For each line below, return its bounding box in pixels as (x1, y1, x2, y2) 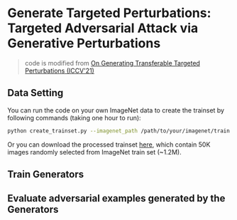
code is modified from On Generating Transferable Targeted (24, 58, 201, 67)
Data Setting (7, 87, 64, 99)
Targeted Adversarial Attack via (7, 20, 199, 36)
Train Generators (7, 169, 84, 181)
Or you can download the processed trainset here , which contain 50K (7, 140, 211, 149)
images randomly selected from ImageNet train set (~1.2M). (7, 147, 182, 156)
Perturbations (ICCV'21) (24, 66, 94, 75)
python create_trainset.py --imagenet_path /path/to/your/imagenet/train (7, 127, 231, 135)
